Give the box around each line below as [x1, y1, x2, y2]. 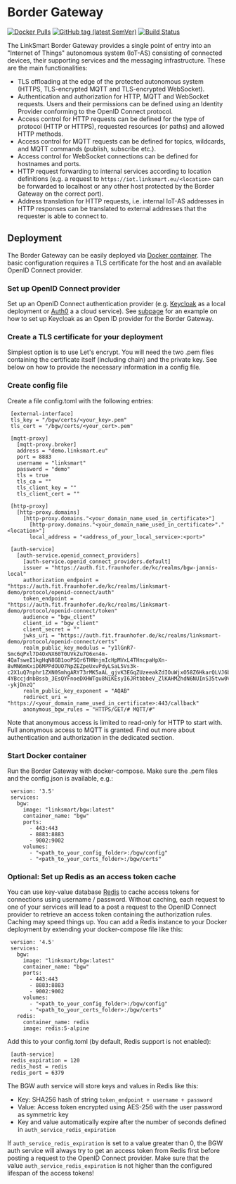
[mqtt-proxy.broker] [16, 441, 77, 448]
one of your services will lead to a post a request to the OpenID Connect [7, 902, 216, 912]
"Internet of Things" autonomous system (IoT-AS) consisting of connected [7, 49, 223, 57]
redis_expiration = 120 [10, 1057, 80, 1064]
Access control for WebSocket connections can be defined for [17, 152, 199, 160]
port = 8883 [16, 453, 52, 460]
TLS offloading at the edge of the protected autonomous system [17, 77, 204, 85]
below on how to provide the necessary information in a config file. [7, 363, 202, 372]
